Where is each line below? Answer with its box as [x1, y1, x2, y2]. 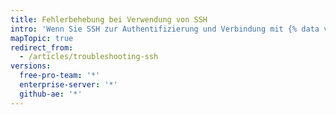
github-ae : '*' [19, 89, 83, 99]
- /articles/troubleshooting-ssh [19, 52, 159, 62]
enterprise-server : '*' [19, 80, 118, 90]
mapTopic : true [10, 33, 74, 43]
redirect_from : [10, 42, 74, 53]
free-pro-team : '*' [19, 71, 101, 81]
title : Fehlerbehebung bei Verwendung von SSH [10, 14, 208, 25]
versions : [10, 61, 52, 71]
